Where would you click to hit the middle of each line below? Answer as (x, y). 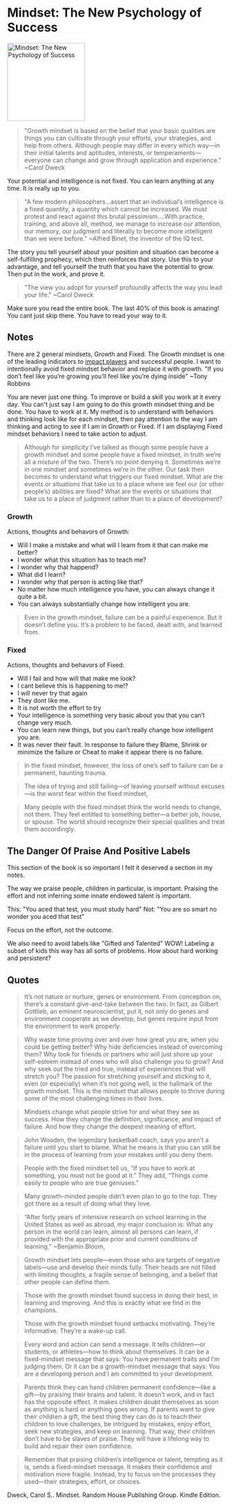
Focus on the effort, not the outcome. (60, 930)
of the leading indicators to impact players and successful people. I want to (114, 361)
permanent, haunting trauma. (66, 773)
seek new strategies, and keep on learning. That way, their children (119, 1431)
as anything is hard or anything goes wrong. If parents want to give (119, 1409)
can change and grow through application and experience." (137, 160)
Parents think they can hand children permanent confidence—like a (120, 1387)
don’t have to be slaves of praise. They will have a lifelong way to (116, 1438)
